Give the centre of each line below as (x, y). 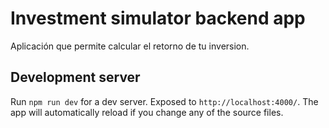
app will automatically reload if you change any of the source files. (147, 112)
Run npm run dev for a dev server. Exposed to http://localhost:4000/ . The (164, 101)
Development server (75, 77)
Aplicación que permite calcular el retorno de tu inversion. (130, 46)
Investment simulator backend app (158, 18)
